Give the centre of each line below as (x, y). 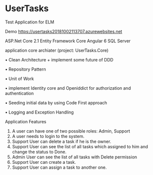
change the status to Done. (39, 152)
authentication (19, 93)
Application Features (26, 121)
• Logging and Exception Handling (39, 112)
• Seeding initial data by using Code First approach (56, 102)
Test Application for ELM (30, 22)
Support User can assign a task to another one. (59, 167)
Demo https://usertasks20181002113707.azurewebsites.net (64, 31)
